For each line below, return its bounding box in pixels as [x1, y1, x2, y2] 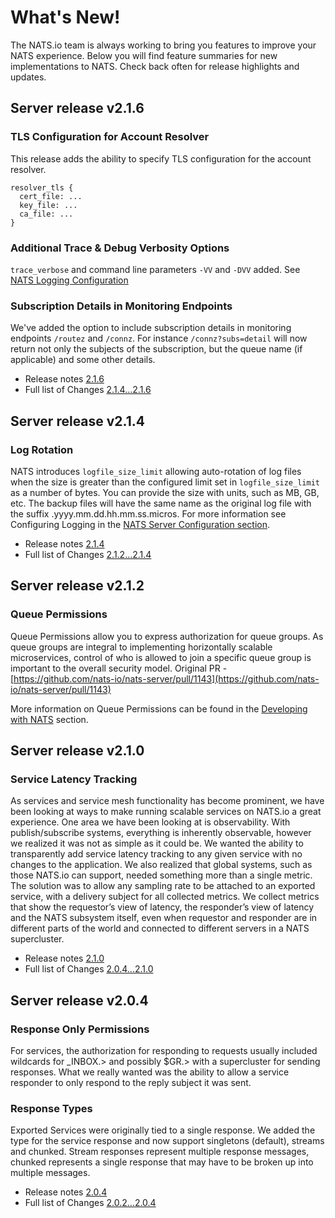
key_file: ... [19, 200, 78, 210]
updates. [10, 71, 47, 83]
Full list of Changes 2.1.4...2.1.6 [24, 384, 152, 396]
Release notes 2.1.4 [24, 537, 105, 550]
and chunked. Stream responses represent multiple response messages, [10, 1146, 310, 1158]
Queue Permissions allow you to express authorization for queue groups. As [10, 630, 324, 642]
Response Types [10, 1101, 93, 1115]
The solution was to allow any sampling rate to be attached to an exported [10, 880, 316, 892]
